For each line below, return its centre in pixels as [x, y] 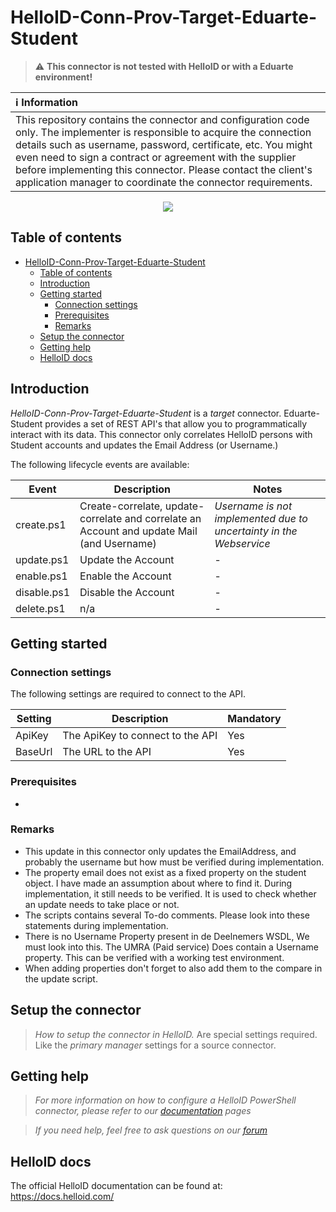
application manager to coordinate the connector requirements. [164, 182]
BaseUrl [34, 752]
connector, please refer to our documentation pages [143, 1111]
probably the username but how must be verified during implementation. [174, 862]
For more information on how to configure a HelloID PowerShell [165, 1100]
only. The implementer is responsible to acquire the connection [163, 132]
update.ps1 [42, 559]
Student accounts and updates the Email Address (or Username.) [144, 445]
